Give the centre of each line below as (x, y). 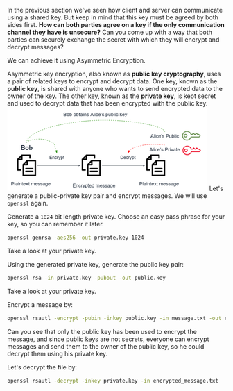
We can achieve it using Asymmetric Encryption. (76, 60)
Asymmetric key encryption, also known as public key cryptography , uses (114, 74)
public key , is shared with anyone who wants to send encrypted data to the (115, 89)
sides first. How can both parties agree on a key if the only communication (116, 25)
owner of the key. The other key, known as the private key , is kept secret (112, 96)
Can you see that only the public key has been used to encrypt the (102, 331)
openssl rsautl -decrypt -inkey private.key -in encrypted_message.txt (113, 381)
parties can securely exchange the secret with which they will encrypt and (113, 40)
